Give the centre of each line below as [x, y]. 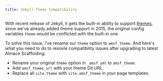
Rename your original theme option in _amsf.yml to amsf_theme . [74, 63]
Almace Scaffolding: [25, 53]
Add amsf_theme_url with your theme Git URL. [58, 68]
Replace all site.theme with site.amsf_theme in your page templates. [81, 73]
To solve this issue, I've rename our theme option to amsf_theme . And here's [80, 43]
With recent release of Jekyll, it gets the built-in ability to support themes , [79, 23]
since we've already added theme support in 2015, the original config [75, 28]
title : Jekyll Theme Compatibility [41, 9]
